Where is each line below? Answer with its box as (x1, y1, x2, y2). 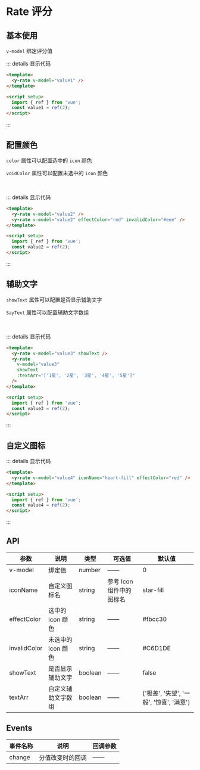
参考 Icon (107, 577, 133, 585)
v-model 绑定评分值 (6, 48, 53, 54)
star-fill (142, 586, 164, 594)
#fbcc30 (142, 615, 167, 623)
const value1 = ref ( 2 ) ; (11, 105, 70, 111)
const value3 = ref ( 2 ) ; (11, 405, 70, 411)
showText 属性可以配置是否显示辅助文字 (6, 296, 102, 303)
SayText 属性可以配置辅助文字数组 (6, 309, 89, 316)
